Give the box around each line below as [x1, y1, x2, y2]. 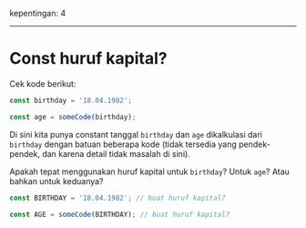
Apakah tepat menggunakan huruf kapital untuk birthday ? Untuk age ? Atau [9, 166, 290, 177]
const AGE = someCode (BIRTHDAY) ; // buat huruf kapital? [9, 210, 230, 219]
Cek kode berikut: [9, 78, 76, 89]
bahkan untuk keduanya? [9, 175, 104, 186]
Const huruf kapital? [9, 48, 168, 69]
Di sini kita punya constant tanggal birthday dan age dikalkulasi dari [9, 129, 262, 140]
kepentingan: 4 [9, 8, 66, 18]
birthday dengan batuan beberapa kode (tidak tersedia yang [9, 139, 237, 150]
